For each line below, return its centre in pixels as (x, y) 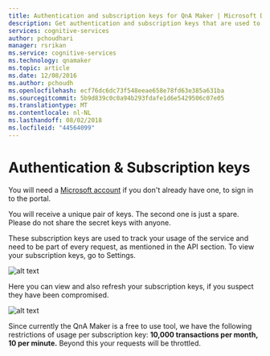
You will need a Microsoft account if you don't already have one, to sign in (131, 190)
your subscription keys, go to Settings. (72, 255)
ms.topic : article (39, 68)
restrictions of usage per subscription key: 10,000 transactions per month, (133, 334)
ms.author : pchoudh (41, 83)
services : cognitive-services (59, 31)
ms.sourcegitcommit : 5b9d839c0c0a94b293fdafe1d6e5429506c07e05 (117, 98)
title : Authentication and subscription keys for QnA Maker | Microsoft (133, 16)
